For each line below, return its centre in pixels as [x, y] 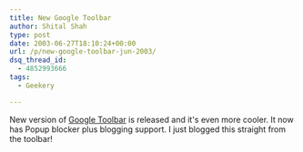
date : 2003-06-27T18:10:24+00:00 [73, 43]
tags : [20, 77]
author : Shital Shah [49, 26]
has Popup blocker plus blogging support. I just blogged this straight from [148, 129]
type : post [30, 35]
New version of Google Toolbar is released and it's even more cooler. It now [151, 119]
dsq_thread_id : [38, 60]
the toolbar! [31, 138]
